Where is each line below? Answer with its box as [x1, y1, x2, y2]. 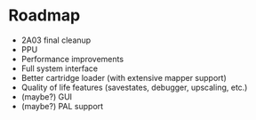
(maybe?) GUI [20, 91, 73, 102]
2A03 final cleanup [20, 35, 92, 45]
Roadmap [8, 5, 81, 26]
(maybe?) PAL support [20, 100, 104, 111]
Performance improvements [20, 53, 124, 64]
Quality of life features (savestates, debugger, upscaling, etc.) [20, 82, 248, 92]
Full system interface [20, 63, 99, 74]
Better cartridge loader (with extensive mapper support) [20, 72, 228, 83]
